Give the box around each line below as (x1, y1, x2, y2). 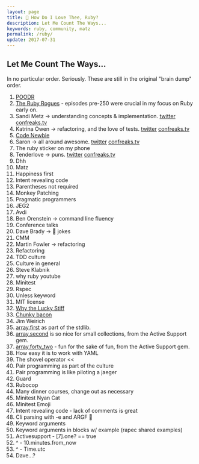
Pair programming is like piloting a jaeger (15, 368, 117, 375)
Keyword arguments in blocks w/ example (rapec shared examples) (15, 426, 183, 433)
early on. (15, 106, 38, 113)
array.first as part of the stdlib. (15, 324, 91, 331)
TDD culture (15, 253, 46, 260)
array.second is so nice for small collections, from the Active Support (15, 330, 187, 337)
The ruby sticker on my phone (15, 144, 91, 151)
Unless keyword (15, 292, 56, 299)
